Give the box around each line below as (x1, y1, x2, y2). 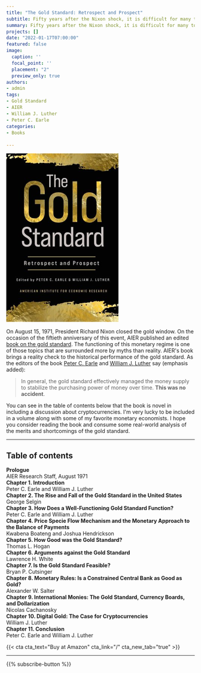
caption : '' (11, 54, 42, 60)
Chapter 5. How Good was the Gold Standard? (6, 536, 123, 543)
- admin (6, 86, 26, 92)
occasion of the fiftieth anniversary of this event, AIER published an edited (6, 334, 190, 341)
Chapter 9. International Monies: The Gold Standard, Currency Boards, (6, 593, 185, 601)
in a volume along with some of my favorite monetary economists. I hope (6, 415, 186, 422)
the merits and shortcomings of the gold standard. (6, 428, 130, 435)
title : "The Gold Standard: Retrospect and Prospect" (6, 10, 144, 16)
